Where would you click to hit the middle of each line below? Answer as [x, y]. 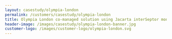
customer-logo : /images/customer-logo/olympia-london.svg [68, 29]
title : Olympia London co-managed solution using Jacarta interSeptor [82, 19]
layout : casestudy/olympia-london [42, 10]
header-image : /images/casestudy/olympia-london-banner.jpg [71, 24]
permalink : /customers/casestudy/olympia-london [58, 15]
